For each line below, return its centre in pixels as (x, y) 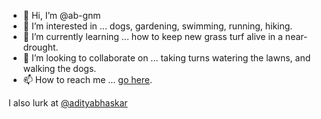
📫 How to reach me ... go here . (87, 79)
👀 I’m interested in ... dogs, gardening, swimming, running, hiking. (157, 26)
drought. (40, 47)
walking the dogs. (59, 68)
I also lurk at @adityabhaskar (68, 103)
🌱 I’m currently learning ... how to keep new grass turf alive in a (152, 36)
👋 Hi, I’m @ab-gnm (61, 15)
